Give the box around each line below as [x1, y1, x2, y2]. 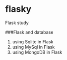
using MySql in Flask [12, 44, 55, 50]
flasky [5, 3, 31, 15]
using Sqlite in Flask [12, 38, 54, 45]
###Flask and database [5, 29, 54, 35]
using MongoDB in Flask [12, 49, 63, 55]
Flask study [5, 20, 29, 26]
